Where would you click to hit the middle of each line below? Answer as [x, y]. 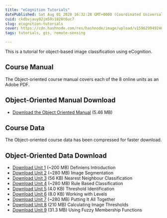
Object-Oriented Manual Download [60, 100]
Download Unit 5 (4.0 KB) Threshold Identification [63, 189]
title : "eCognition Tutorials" [38, 10]
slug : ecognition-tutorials [34, 24]
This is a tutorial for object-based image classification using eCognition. [79, 51]
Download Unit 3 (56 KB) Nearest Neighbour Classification [72, 178]
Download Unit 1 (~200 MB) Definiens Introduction [64, 168]
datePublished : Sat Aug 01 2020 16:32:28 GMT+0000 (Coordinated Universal [84, 14]
